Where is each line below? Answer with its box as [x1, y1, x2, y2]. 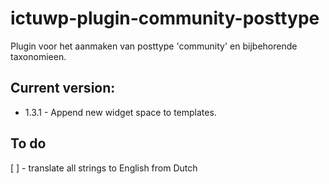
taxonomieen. [10, 50, 67, 62]
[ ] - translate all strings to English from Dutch [10, 162, 198, 174]
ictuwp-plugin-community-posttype [10, 7, 320, 30]
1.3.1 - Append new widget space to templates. [24, 106, 217, 118]
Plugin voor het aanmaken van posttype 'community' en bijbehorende [10, 40, 298, 52]
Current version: [10, 80, 116, 97]
